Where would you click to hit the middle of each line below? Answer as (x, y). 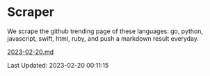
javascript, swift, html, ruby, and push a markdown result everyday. (103, 38)
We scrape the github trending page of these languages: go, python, (105, 31)
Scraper (31, 12)
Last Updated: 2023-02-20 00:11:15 (58, 65)
